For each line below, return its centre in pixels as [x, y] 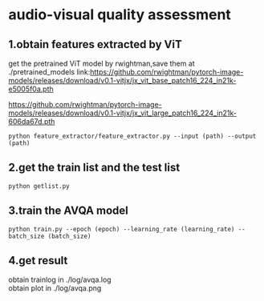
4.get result [38, 261]
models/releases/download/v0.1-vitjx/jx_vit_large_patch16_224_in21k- [123, 113]
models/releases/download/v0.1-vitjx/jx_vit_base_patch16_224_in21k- [122, 80]
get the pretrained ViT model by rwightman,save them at [102, 63]
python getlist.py [39, 186]
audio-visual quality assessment [120, 15]
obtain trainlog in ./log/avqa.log [60, 280]
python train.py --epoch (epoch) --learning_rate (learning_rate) [122, 229]
